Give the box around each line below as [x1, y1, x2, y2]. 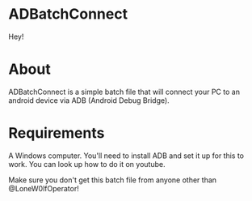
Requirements [8, 124, 105, 143]
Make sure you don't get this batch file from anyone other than [8, 175, 216, 185]
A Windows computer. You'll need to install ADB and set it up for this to [8, 151, 245, 160]
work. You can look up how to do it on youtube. [8, 159, 166, 169]
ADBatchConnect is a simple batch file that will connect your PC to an [8, 87, 241, 96]
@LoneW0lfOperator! [8, 183, 79, 193]
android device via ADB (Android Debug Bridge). [8, 95, 170, 105]
